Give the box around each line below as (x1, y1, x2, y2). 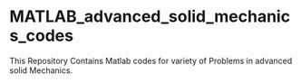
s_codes (9, 25, 74, 46)
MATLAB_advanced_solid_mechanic (9, 6, 291, 27)
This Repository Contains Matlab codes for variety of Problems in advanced (9, 55, 293, 66)
